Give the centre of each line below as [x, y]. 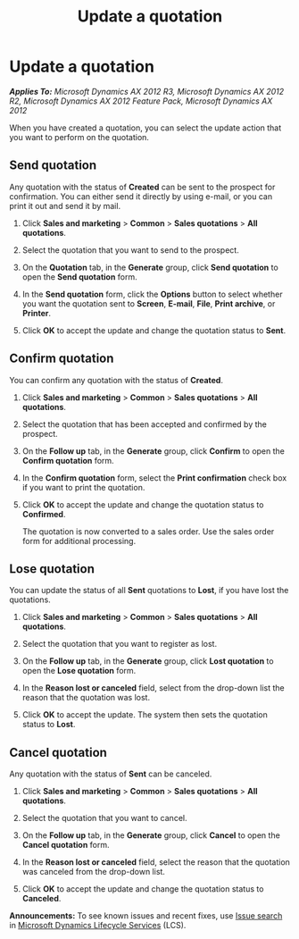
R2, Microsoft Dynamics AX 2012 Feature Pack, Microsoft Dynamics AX [141, 101]
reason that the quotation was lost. [86, 698]
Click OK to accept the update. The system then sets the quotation [145, 715]
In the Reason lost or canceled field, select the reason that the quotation [156, 862]
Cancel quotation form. [66, 845]
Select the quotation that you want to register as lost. [119, 644]
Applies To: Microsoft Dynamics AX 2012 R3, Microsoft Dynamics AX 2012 [147, 91]
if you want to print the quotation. [83, 487]
